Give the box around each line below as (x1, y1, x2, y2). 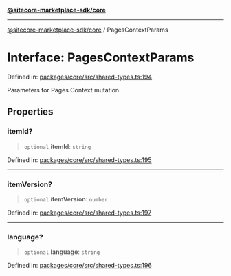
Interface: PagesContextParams (7, 50, 195, 66)
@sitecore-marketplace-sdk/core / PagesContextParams (7, 26, 168, 34)
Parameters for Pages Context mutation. (7, 86, 122, 94)
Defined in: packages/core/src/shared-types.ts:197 (7, 208, 152, 217)
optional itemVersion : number (23, 195, 108, 203)
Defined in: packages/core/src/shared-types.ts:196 (7, 262, 153, 270)
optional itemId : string (23, 142, 91, 150)
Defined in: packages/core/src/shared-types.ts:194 (7, 72, 153, 81)
